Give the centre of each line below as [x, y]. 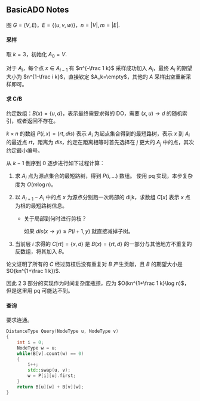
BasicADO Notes [38, 10]
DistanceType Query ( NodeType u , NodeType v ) [62, 332]
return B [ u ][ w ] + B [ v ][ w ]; [50, 387]
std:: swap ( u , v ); [49, 370]
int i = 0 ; [30, 342]
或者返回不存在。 [37, 121]
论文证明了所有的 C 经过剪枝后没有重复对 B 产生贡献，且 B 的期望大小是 [95, 264]
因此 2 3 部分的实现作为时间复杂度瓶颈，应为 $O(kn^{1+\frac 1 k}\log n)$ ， [98, 283]
